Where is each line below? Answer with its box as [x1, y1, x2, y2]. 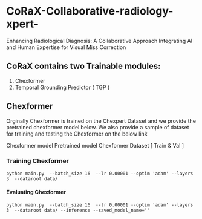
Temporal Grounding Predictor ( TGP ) [15, 83, 110, 91]
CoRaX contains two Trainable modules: [6, 61, 161, 71]
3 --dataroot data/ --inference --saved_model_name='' [6, 208, 150, 214]
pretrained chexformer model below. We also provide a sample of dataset [6, 123, 189, 131]
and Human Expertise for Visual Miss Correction [6, 44, 126, 51]
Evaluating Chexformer [6, 189, 67, 196]
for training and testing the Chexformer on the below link [6, 130, 148, 137]
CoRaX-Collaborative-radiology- [6, 4, 174, 18]
